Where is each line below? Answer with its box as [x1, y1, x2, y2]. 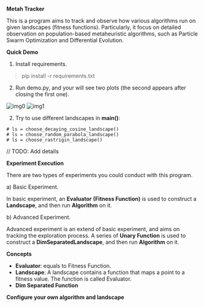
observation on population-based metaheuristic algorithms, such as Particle [6, 30, 198, 37]
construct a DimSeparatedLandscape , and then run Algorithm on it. [6, 238, 179, 246]
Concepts [6, 251, 32, 257]
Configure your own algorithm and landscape [6, 294, 124, 301]
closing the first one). [15, 91, 69, 97]
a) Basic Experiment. [6, 183, 59, 191]
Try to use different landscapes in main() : [15, 115, 121, 121]
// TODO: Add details [6, 148, 59, 155]
